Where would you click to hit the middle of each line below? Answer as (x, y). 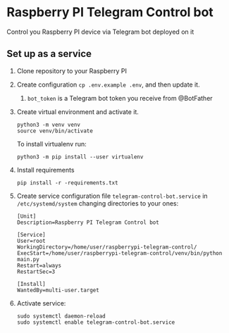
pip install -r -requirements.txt (67, 183)
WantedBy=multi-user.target (58, 290)
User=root (31, 241)
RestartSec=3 (36, 272)
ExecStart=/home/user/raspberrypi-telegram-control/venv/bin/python (119, 253)
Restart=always (39, 265)
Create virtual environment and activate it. (78, 112)
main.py (28, 259)
